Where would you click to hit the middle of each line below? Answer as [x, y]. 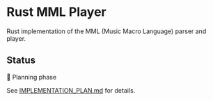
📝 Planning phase [32, 77]
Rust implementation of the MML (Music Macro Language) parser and [106, 31]
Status [21, 61]
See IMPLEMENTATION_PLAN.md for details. [71, 90]
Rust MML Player [56, 12]
